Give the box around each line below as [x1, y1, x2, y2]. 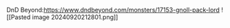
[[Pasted [6, 13, 31, 21]
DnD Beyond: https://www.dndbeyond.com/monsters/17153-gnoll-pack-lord [6, 6, 220, 14]
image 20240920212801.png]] [32, 13, 118, 21]
